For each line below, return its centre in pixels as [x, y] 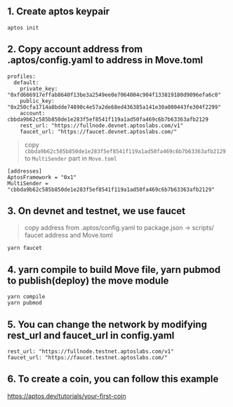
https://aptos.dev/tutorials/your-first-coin [67, 396]
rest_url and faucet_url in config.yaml [91, 335]
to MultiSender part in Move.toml [71, 158]
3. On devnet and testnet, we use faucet [96, 211]
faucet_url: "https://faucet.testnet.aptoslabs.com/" [88, 358]
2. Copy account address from [75, 49]
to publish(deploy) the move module [88, 280]
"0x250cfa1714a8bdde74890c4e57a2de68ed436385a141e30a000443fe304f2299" [114, 107]
